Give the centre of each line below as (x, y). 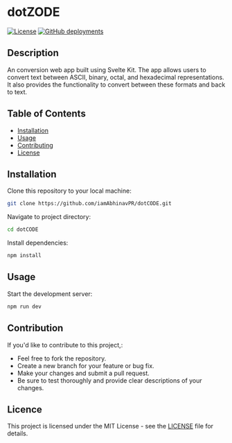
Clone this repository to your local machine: (69, 191)
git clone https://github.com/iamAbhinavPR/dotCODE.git (89, 204)
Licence (25, 409)
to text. (17, 92)
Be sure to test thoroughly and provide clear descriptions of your (109, 380)
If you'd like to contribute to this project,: (65, 345)
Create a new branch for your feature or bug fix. (86, 365)
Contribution (35, 328)
